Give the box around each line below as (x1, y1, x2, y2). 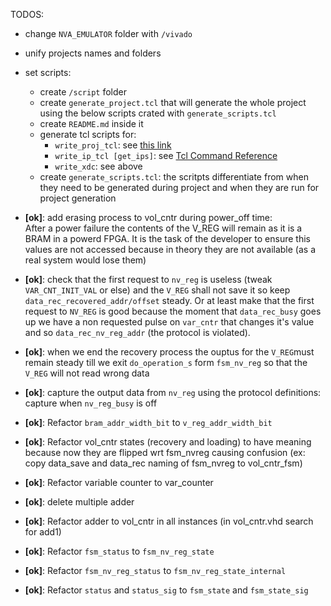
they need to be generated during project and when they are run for (39, 182, 320, 193)
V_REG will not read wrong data (24, 367, 150, 379)
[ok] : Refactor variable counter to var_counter (24, 477, 214, 488)
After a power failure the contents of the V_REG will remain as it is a (24, 222, 303, 234)
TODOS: (10, 9, 45, 20)
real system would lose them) (24, 254, 147, 266)
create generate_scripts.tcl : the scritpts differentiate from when (39, 171, 309, 183)
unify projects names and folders (24, 47, 162, 59)
